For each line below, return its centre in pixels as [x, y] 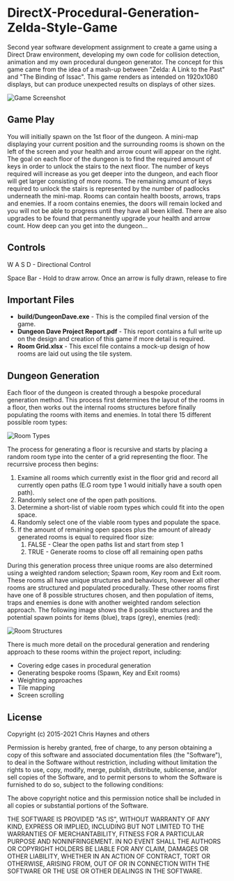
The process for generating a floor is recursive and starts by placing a [107, 449]
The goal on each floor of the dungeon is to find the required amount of [110, 159]
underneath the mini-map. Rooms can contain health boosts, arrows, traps [114, 196]
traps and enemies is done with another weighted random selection [104, 603]
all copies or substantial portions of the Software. [78, 806]
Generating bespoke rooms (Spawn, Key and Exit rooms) [99, 673]
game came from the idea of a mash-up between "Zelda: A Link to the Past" [116, 69]
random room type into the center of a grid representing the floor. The [108, 457]
